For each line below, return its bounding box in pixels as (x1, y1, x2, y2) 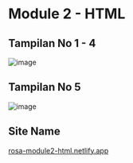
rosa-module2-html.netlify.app (8, 146, 109, 155)
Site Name (8, 125, 61, 138)
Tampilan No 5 (8, 80, 81, 94)
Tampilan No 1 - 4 (8, 37, 96, 50)
